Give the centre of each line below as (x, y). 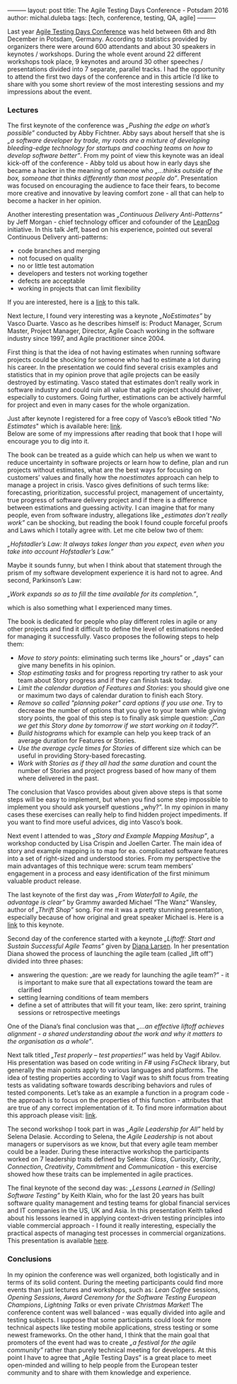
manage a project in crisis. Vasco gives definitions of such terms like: (108, 485)
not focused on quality (50, 259)
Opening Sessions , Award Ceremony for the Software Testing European (112, 1297)
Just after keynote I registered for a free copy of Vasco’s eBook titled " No (114, 419)
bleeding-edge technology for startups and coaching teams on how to (110, 148)
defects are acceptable (51, 281)
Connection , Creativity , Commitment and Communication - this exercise (112, 1167)
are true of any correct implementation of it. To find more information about (117, 1108)
